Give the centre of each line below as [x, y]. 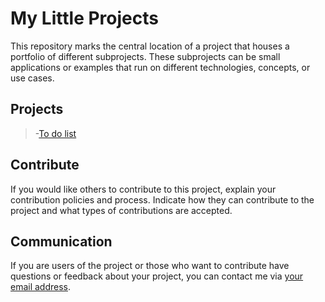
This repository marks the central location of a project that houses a [150, 46]
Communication [61, 241]
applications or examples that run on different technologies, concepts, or [160, 67]
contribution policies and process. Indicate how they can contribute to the [162, 199]
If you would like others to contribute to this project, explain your [143, 189]
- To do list [55, 133]
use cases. [32, 78]
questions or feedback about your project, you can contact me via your [157, 276]
